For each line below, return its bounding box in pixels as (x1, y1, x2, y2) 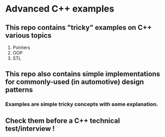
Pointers (12, 44, 30, 51)
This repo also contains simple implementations (5, 70, 160, 78)
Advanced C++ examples (5, 3, 114, 15)
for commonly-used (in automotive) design (5, 78, 144, 86)
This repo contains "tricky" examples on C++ (5, 23, 152, 32)
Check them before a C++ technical (5, 116, 120, 125)
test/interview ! (5, 124, 55, 133)
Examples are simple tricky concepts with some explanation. (5, 101, 158, 108)
